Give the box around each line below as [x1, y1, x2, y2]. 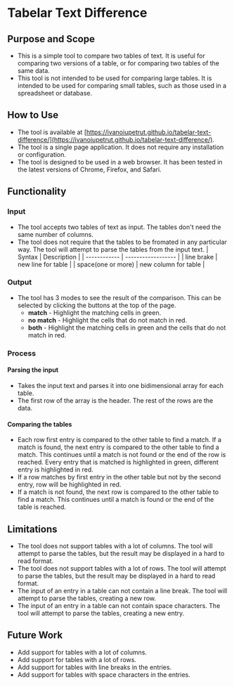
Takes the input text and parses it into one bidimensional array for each [17, 381, 223, 389]
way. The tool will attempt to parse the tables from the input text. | [17, 245, 209, 254]
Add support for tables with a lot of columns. [17, 648, 148, 656]
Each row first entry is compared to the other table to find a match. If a [17, 436, 221, 444]
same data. [17, 67, 51, 75]
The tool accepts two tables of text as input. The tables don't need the [17, 223, 221, 231]
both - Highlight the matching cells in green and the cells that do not [27, 323, 226, 332]
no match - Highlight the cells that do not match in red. [27, 316, 188, 324]
